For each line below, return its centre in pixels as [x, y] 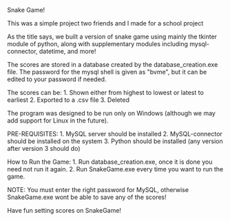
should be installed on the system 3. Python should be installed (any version [115, 141]
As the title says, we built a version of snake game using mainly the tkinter [112, 36]
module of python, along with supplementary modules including [97, 44]
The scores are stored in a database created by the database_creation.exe [113, 64]
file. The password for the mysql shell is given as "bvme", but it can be [107, 72]
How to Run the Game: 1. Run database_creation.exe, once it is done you [110, 162]
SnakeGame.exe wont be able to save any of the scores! [87, 197]
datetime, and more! [67, 51]
